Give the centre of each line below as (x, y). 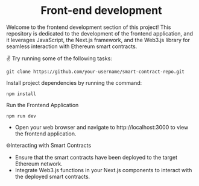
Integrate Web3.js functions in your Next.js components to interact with (103, 170)
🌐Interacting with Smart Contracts (49, 145)
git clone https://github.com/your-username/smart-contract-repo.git (96, 72)
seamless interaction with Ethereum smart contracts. (72, 46)
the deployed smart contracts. (52, 176)
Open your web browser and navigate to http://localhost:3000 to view (102, 127)
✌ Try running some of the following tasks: (59, 58)
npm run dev (21, 116)
